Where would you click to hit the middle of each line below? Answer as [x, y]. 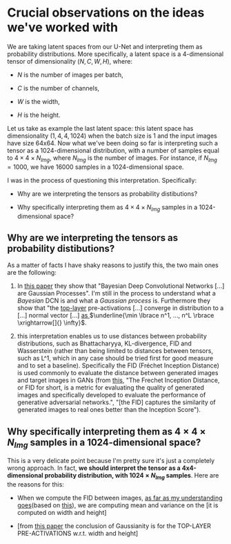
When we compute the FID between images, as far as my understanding [120, 498]
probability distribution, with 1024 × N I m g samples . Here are [132, 477]
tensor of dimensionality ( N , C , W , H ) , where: [70, 61]
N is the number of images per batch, [70, 75]
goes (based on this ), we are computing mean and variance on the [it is [118, 505]
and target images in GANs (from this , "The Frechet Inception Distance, [118, 380]
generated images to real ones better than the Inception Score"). [109, 410]
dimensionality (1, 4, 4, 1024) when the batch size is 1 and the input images [112, 136]
